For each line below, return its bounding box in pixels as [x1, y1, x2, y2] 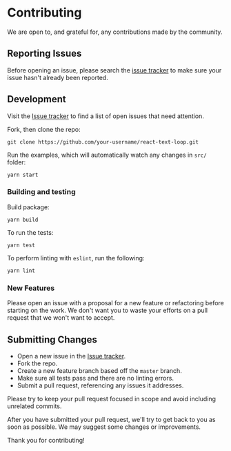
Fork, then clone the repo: [7, 125, 81, 133]
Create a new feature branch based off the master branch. [17, 366, 183, 374]
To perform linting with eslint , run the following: [7, 253, 145, 262]
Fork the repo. [17, 359, 58, 367]
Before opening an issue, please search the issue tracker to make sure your [7, 66, 222, 74]
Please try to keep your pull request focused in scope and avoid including [7, 394, 216, 403]
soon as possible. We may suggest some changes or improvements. [7, 423, 201, 431]
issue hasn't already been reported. [7, 73, 108, 81]
